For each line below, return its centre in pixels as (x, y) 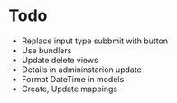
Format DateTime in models (73, 79)
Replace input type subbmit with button (95, 41)
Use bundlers (47, 50)
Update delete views (60, 60)
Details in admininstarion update (81, 70)
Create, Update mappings (70, 89)
